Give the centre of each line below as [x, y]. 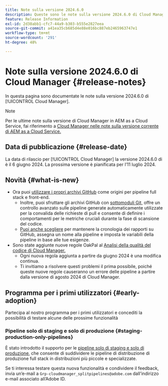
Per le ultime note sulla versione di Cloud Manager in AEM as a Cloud [76, 120]
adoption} [21, 300]
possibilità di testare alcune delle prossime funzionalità [62, 318]
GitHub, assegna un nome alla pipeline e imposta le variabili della [87, 234]
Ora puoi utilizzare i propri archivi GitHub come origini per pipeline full [84, 192]
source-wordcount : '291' [31, 38]
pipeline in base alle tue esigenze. [55, 240]
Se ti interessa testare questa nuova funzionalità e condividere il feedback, [82, 368]
